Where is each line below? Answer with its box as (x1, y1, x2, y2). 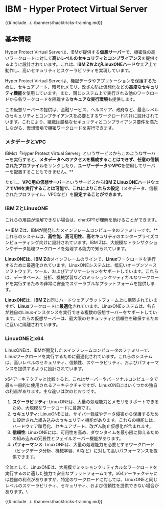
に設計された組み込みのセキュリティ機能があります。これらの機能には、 (12, 417, 158, 423)
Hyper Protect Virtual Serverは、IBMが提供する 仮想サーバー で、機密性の (5, 49, 151, 55)
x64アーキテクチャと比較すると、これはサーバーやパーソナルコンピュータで (5, 376, 158, 382)
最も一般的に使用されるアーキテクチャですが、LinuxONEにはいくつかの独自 (5, 382, 158, 388)
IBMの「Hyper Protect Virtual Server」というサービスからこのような (5, 150, 143, 156)
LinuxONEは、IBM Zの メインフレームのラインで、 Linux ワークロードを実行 (5, 256, 156, 262)
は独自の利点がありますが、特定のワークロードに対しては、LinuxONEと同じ (5, 476, 158, 482)
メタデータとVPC (5, 138, 47, 145)
